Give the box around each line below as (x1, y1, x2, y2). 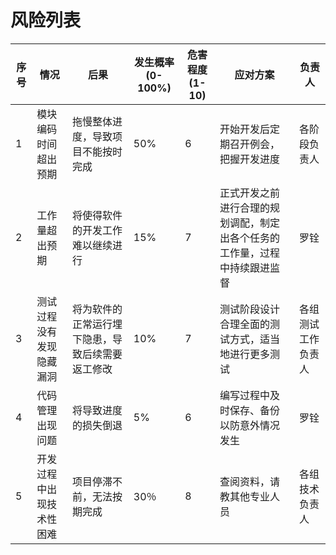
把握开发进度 (219, 152, 280, 166)
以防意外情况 (219, 418, 280, 432)
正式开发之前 (219, 186, 280, 200)
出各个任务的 (219, 231, 280, 245)
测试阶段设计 (219, 302, 280, 316)
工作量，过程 (219, 246, 280, 260)
